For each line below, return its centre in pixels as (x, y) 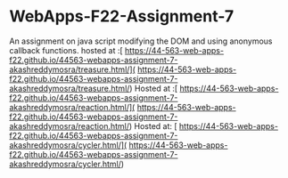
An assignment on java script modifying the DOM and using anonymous (141, 41)
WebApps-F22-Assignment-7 (122, 16)
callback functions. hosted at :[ (66, 50)
